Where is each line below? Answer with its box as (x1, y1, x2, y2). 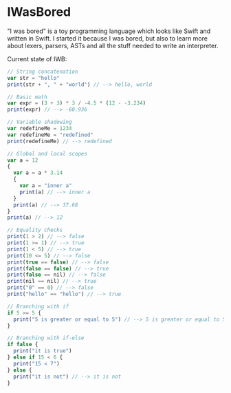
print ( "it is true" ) (13, 348, 72, 354)
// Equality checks (7, 226, 63, 234)
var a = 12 (7, 156, 38, 164)
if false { (7, 341, 38, 348)
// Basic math (7, 94, 48, 100)
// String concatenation (7, 68, 78, 75)
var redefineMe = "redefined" (7, 131, 94, 138)
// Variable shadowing (7, 118, 72, 126)
